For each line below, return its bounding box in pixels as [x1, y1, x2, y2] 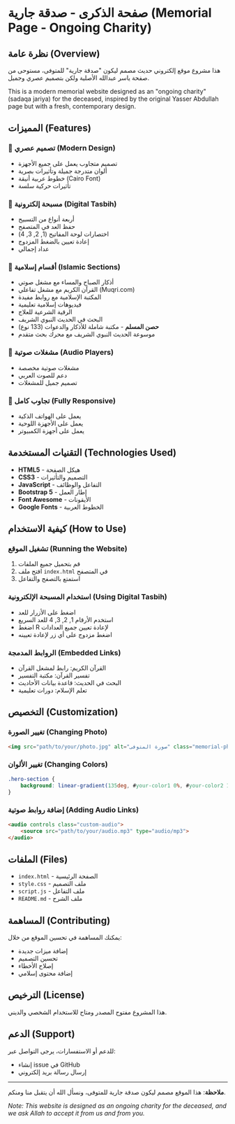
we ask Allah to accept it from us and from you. [8, 1109, 145, 1117]
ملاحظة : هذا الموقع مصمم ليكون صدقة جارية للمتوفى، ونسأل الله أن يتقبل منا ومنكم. [8, 1088, 226, 1096]
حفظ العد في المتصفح [17, 222, 75, 230]
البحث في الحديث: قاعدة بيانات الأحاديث [17, 678, 121, 687]
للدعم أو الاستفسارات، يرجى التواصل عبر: [8, 1046, 116, 1055]
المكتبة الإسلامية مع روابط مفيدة [17, 293, 102, 302]
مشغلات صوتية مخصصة [17, 363, 79, 372]
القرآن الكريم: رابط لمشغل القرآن [17, 663, 107, 672]
